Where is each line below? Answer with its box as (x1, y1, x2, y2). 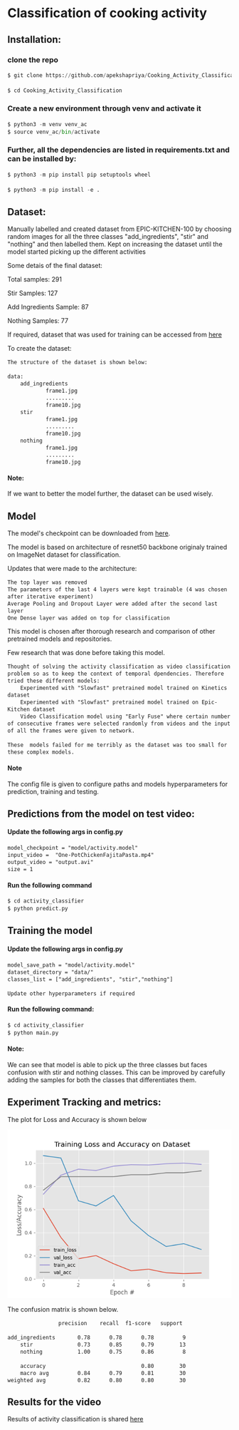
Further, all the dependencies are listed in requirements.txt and (7, 145, 230, 155)
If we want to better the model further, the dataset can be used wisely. (7, 490, 213, 498)
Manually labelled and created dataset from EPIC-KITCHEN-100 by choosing (7, 225, 232, 233)
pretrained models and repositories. (7, 634, 112, 643)
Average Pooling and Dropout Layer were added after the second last (7, 600, 218, 607)
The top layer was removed (7, 579, 87, 586)
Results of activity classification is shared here (7, 1415, 144, 1424)
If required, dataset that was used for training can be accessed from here (7, 330, 223, 339)
